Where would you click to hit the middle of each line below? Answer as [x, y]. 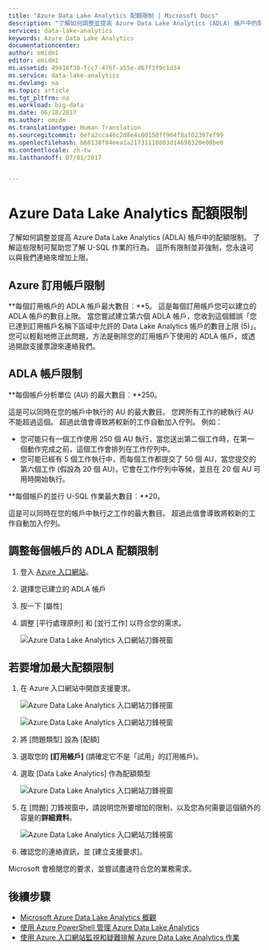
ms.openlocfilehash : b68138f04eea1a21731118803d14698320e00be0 [116, 142]
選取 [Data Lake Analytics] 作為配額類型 [85, 773]
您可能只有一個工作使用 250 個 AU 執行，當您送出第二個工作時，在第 [134, 439]
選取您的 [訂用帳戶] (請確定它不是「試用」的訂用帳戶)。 [111, 757]
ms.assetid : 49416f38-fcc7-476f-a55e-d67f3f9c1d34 [94, 68]
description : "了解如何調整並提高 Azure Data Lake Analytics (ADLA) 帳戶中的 [133, 23]
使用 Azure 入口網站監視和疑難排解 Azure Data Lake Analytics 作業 [130, 938]
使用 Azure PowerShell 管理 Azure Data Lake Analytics [110, 928]
